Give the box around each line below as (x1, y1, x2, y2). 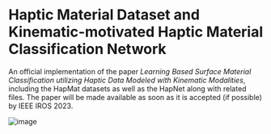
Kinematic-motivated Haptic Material (8, 23, 264, 41)
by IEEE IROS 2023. (8, 101, 74, 111)
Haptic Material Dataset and (8, 6, 201, 24)
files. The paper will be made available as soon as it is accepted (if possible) (8, 92, 263, 102)
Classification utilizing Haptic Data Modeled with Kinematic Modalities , (8, 75, 246, 85)
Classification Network (8, 40, 167, 58)
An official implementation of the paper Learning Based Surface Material (8, 66, 252, 76)
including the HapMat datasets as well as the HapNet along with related (8, 83, 247, 94)
